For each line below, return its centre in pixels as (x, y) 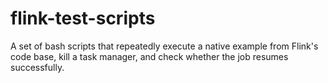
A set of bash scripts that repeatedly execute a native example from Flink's (164, 46)
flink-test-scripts (83, 18)
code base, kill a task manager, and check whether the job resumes (149, 56)
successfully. (37, 67)
